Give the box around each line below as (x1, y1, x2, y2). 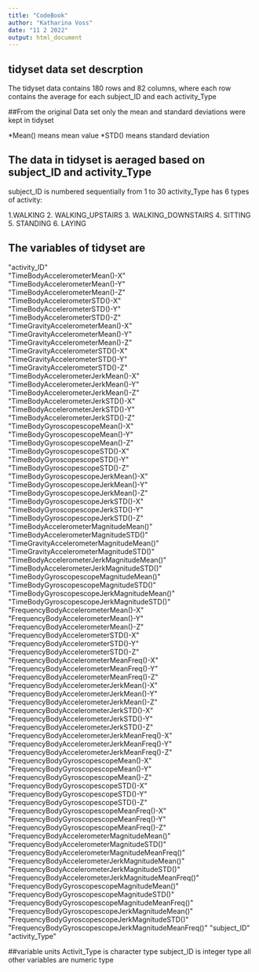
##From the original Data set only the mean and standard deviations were (8, 107, 246, 116)
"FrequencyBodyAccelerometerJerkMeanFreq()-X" (8, 730, 173, 740)
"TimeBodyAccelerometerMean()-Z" (8, 287, 126, 297)
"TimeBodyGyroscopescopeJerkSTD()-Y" (8, 504, 144, 514)
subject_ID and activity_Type (8, 166, 151, 179)
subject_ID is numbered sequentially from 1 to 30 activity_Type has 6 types (8, 187, 250, 196)
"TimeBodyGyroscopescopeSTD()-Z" (8, 463, 129, 472)
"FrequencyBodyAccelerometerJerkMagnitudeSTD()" (8, 864, 181, 874)
